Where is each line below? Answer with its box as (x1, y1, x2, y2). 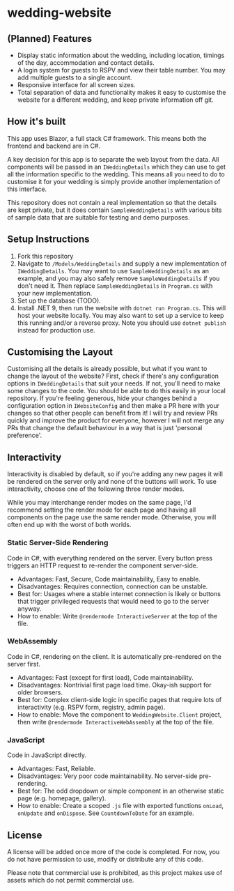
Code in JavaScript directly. (7, 751, 87, 759)
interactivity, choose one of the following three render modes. (7, 485, 185, 493)
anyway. (17, 604, 42, 613)
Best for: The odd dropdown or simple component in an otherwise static (17, 786, 224, 795)
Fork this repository (17, 252, 74, 260)
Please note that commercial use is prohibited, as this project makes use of (7, 868, 223, 876)
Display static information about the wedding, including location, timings (17, 51, 225, 59)
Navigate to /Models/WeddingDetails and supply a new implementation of (17, 259, 227, 268)
